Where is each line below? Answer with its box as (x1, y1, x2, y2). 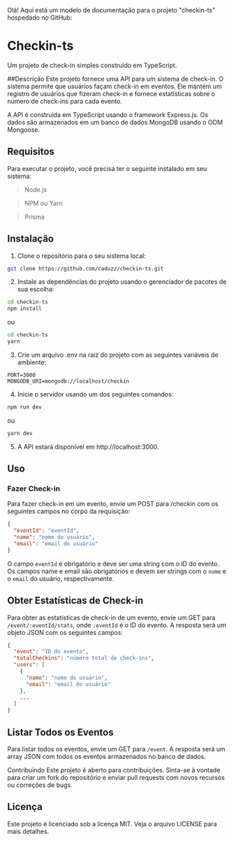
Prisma (24, 212, 45, 221)
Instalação (7, 233, 54, 245)
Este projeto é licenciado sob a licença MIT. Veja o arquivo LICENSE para (7, 819, 217, 828)
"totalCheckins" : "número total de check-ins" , (13, 655, 155, 662)
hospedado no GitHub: (7, 13, 73, 22)
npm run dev (7, 403, 42, 411)
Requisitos (7, 146, 54, 158)
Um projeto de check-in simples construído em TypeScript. (7, 61, 177, 69)
